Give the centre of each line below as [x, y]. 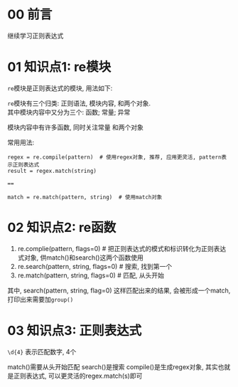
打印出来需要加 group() [40, 299]
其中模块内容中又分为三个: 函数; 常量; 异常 [69, 112]
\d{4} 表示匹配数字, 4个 [42, 351]
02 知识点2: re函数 [62, 228]
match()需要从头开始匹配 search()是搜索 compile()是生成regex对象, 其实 [113, 366]
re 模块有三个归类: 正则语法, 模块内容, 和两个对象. [79, 103]
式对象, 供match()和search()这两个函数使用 [80, 258]
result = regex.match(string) [52, 171]
